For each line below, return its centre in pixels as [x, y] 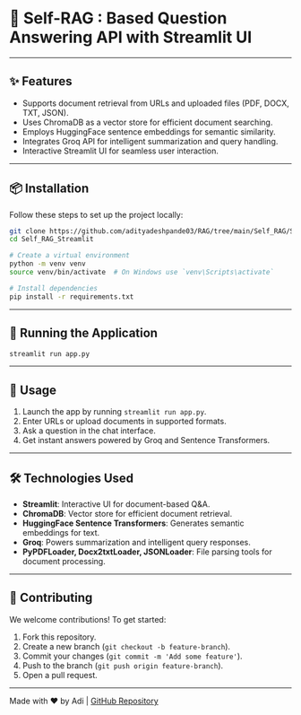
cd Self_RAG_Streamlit [52, 240]
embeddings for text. [61, 532]
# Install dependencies [54, 288]
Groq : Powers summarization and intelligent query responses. [136, 542]
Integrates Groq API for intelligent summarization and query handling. [150, 141]
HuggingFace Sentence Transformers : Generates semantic [133, 523]
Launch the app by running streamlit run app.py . [114, 412]
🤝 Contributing [51, 598]
